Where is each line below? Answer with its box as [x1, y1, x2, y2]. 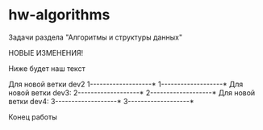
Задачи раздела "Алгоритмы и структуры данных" [8, 32, 183, 42]
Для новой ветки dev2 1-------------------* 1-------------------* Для [8, 79, 244, 89]
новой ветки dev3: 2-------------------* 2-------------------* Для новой [8, 87, 256, 98]
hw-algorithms [8, 6, 111, 24]
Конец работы [8, 111, 58, 122]
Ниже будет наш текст [8, 63, 86, 73]
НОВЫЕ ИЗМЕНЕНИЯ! [8, 48, 84, 57]
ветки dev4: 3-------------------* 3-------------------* [8, 96, 194, 106]
